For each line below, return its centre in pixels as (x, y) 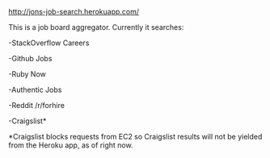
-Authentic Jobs (35, 89)
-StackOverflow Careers (49, 43)
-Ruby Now (27, 74)
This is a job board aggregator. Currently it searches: (96, 27)
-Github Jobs (30, 58)
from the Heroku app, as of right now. (71, 145)
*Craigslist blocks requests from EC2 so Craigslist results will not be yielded (135, 137)
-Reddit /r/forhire (36, 105)
